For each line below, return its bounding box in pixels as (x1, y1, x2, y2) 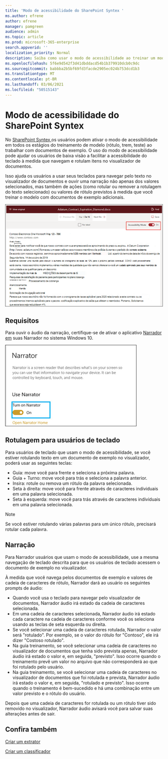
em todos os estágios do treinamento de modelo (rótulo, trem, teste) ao (5, 142, 152, 148)
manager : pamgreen (5, 24, 43, 29)
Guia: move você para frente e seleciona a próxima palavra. (12, 469, 135, 475)
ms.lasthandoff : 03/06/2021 (5, 82, 64, 87)
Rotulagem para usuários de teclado (5, 436, 120, 445)
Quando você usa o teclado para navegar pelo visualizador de (12, 594, 140, 600)
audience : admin (5, 29, 39, 35)
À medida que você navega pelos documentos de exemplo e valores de (5, 574, 152, 580)
